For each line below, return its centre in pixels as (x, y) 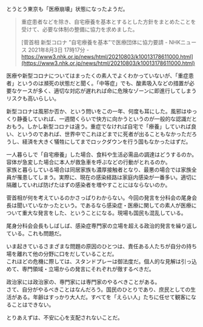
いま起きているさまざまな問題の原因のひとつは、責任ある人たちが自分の (96, 246)
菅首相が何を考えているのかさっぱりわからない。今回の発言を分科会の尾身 (99, 198)
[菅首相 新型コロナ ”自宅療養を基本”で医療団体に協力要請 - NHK (101, 42)
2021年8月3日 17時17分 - (59, 50)
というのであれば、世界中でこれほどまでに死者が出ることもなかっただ (104, 134)
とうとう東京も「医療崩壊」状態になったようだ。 (67, 9)
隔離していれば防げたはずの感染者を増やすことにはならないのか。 (88, 185)
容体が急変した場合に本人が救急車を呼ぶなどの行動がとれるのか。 (88, 162)
